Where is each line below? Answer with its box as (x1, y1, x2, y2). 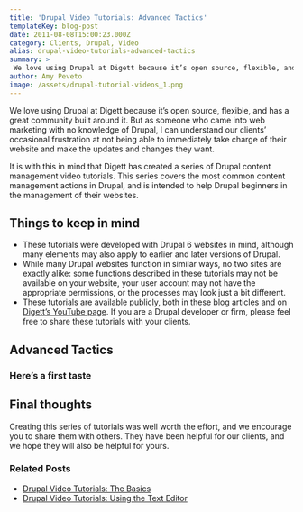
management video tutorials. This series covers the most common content (9, 170, 286, 181)
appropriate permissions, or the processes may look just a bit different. (22, 288, 287, 298)
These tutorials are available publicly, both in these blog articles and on (22, 297, 288, 307)
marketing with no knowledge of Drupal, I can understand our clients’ (9, 123, 267, 135)
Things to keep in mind (9, 215, 141, 231)
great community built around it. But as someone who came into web (9, 114, 266, 125)
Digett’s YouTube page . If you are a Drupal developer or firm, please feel (22, 306, 291, 317)
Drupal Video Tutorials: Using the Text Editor (22, 492, 188, 503)
